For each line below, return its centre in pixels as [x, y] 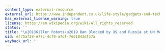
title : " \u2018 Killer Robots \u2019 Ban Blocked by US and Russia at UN [80, 32]
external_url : [20, 14]
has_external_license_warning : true [42, 18]
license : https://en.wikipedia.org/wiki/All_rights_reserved [69, 23]
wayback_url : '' [22, 41]
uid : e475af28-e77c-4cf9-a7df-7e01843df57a [50, 37]
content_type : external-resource [39, 9]
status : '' [16, 28]
